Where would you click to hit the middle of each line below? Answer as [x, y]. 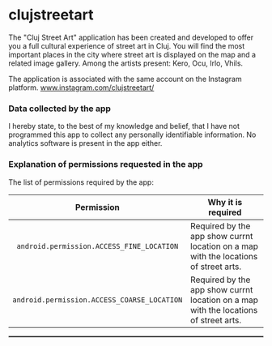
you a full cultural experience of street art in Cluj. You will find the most [127, 45]
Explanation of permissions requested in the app [106, 164]
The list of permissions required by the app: [81, 182]
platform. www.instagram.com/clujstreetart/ [81, 88]
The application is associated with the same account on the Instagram [125, 79]
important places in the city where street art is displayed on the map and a [132, 54]
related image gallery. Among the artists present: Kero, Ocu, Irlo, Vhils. [126, 63]
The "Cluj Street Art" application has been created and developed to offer [131, 37]
